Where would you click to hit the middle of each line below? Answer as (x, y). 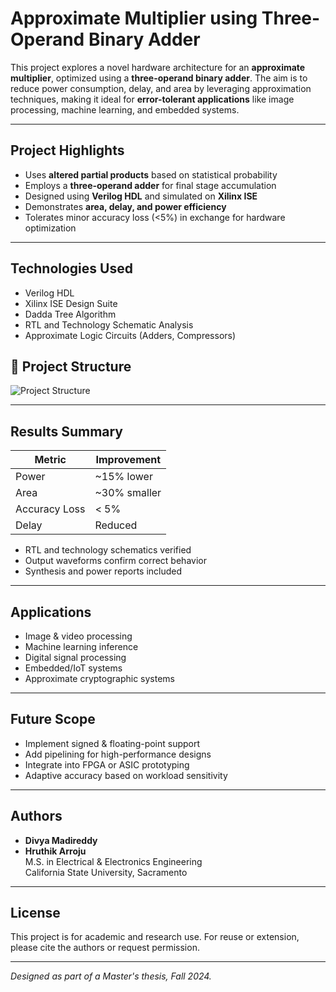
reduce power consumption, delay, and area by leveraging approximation (161, 88)
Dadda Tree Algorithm (70, 314)
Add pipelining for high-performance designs (118, 754)
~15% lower (123, 477)
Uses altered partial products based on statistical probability (151, 174)
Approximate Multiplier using (134, 18)
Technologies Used (71, 268)
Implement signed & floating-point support (112, 743)
